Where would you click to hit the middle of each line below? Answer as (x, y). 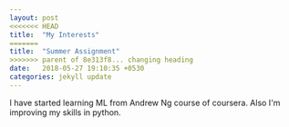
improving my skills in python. (65, 112)
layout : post (34, 18)
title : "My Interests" (55, 34)
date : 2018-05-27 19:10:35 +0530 (77, 69)
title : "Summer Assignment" (65, 52)
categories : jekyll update (61, 77)
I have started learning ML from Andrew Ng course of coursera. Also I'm (145, 103)
